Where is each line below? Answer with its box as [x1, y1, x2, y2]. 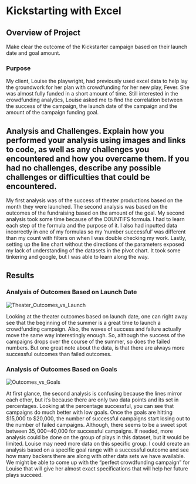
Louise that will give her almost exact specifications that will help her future [6, 465, 188, 472]
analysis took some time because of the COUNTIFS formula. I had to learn [6, 216, 185, 223]
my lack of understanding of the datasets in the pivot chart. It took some [6, 247, 181, 254]
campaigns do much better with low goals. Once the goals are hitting [6, 409, 173, 416]
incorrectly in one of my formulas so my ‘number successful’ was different [6, 228, 186, 235]
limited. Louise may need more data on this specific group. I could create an [6, 440, 190, 447]
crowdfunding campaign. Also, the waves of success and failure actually [6, 325, 182, 332]
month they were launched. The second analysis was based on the [6, 203, 168, 210]
